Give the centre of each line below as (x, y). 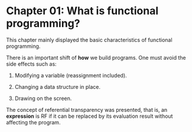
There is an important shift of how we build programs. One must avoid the (96, 57)
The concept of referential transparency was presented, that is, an (87, 110)
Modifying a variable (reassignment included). (71, 75)
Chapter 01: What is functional (82, 11)
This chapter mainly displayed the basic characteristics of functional (89, 40)
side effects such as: (32, 64)
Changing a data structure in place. (58, 86)
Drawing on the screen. (43, 98)
